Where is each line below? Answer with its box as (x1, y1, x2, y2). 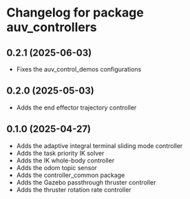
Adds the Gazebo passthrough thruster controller (16, 178, 156, 187)
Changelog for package (6, 5, 144, 21)
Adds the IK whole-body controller (16, 156, 115, 165)
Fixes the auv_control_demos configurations (16, 65, 142, 73)
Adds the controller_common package (16, 171, 125, 179)
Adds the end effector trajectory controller (16, 103, 137, 112)
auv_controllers (6, 19, 97, 35)
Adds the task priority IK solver (16, 149, 105, 157)
